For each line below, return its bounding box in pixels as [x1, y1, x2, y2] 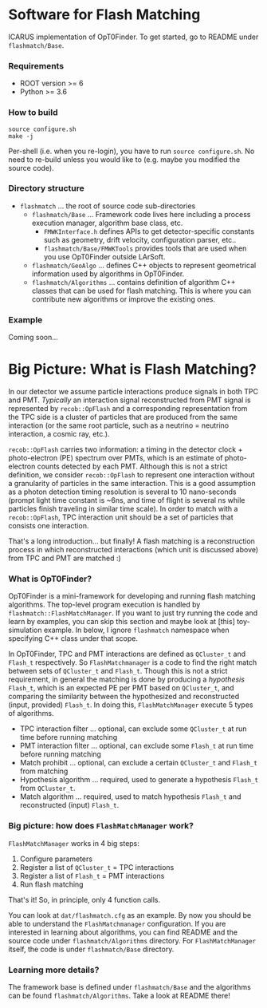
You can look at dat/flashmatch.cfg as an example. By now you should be [8, 910, 252, 919]
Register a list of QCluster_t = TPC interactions [19, 862, 175, 872]
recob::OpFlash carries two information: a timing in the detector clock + [8, 445, 243, 454]
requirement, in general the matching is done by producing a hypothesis [8, 674, 245, 684]
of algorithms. [8, 709, 54, 718]
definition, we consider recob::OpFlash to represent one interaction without [8, 470, 255, 480]
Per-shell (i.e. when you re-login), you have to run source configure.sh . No [8, 146, 255, 156]
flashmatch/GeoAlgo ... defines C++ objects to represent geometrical [31, 260, 257, 270]
